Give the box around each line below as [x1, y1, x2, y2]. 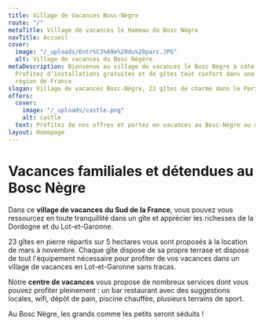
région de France [15, 77, 72, 85]
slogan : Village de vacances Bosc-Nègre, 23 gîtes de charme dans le [8, 84, 241, 93]
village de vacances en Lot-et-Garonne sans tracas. [8, 262, 177, 271]
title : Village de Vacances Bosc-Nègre [8, 11, 139, 20]
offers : [8, 92, 34, 100]
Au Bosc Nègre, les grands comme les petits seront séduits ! [8, 309, 204, 318]
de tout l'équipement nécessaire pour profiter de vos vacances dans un [8, 253, 240, 263]
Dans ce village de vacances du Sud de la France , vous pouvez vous [8, 205, 233, 214]
